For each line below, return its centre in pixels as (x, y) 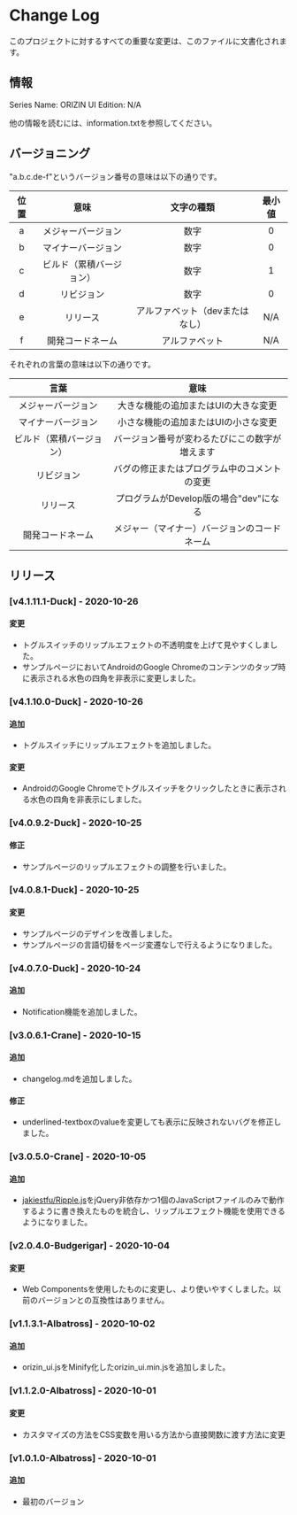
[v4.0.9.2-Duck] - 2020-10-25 (76, 823)
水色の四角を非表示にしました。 (88, 800)
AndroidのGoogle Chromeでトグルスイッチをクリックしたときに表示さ (150, 788)
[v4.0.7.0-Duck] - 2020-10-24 (75, 968)
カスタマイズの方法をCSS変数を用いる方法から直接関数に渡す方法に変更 (153, 1434)
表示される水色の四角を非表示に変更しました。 (115, 678)
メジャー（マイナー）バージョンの (184, 528)
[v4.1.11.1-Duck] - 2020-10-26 (74, 601)
